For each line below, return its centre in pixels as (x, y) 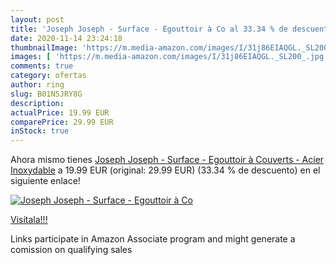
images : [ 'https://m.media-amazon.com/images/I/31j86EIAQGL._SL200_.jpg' (169, 57)
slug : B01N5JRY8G (46, 94)
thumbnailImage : (44, 47)
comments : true (42, 66)
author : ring (37, 85)
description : (37, 103)
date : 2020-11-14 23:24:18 (66, 38)
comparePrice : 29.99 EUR (62, 122)
